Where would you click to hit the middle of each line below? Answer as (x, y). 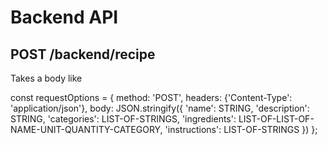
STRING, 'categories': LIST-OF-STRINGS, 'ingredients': (123, 119)
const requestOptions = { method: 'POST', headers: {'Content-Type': (151, 97)
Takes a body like (46, 78)
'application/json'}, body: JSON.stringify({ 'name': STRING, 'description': (160, 108)
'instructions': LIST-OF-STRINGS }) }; (241, 129)
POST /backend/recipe (83, 54)
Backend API (64, 17)
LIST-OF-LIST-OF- (276, 119)
